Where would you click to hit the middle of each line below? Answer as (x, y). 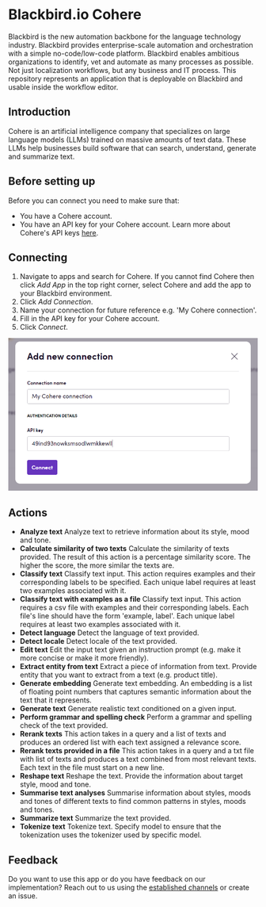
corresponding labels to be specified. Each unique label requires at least (137, 582)
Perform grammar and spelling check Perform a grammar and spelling (136, 717)
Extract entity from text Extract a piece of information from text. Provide (138, 667)
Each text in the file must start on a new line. (92, 767)
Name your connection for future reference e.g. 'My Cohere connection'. (138, 310)
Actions (28, 513)
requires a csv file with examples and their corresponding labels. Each (134, 607)
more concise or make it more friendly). (84, 658)
